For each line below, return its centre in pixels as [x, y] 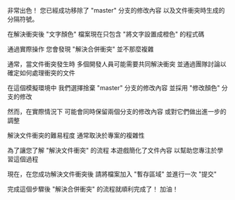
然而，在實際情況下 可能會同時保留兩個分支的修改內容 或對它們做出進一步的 [117, 112]
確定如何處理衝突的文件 [41, 73]
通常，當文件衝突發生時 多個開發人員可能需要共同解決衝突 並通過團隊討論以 [117, 64]
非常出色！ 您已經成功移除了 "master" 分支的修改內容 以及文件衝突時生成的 [116, 10]
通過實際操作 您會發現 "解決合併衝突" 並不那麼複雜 [81, 49]
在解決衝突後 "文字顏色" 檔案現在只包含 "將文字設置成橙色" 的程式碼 [106, 34]
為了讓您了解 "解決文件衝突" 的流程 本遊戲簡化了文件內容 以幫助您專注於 [112, 150]
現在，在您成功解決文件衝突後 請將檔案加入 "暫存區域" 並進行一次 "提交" [112, 174]
